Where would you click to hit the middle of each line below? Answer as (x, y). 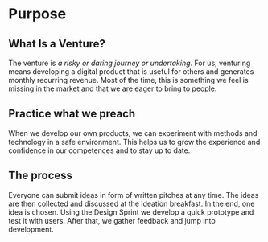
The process (41, 176)
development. (31, 229)
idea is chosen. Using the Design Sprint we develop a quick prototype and (131, 212)
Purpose (37, 14)
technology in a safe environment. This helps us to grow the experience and (134, 142)
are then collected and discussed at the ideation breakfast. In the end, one (132, 203)
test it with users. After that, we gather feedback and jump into (112, 220)
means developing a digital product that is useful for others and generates (131, 72)
